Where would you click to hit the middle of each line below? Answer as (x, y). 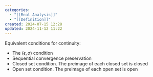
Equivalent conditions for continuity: (43, 43)
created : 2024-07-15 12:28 (34, 24)
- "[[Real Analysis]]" (34, 15)
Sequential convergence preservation (52, 58)
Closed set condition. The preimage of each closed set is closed (80, 64)
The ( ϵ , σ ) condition (32, 53)
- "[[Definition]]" (30, 19)
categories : (17, 10)
